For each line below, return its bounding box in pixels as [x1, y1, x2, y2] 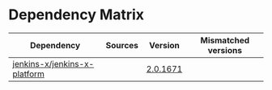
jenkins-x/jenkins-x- [12, 58, 95, 69]
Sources [105, 39, 139, 51]
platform [12, 68, 45, 80]
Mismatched [200, 35, 250, 46]
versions [207, 44, 243, 55]
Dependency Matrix [8, 6, 144, 24]
